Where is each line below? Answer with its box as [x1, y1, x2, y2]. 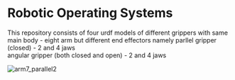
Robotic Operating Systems [7, 5, 173, 21]
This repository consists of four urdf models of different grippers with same [7, 28, 229, 37]
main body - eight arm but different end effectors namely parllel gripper [7, 35, 217, 44]
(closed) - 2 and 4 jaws [7, 43, 76, 52]
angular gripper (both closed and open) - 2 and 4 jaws [7, 51, 167, 59]
